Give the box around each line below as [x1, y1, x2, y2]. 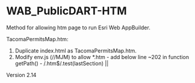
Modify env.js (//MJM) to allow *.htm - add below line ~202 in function [14, 53, 190, 60]
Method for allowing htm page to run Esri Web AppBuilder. [6, 24, 150, 31]
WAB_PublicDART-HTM [6, 4, 127, 18]
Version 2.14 [6, 71, 37, 78]
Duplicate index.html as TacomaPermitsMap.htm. [14, 47, 137, 54]
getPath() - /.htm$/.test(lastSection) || [14, 60, 109, 67]
